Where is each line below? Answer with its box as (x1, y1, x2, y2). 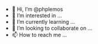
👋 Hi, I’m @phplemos (11, 6, 64, 12)
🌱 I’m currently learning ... (11, 18, 75, 25)
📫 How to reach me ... (11, 32, 67, 38)
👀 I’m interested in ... (11, 12, 62, 19)
